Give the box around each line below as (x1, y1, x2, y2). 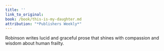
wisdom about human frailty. (5, 40, 64, 46)
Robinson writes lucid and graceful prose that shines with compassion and (5, 35, 159, 41)
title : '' (5, 7, 26, 12)
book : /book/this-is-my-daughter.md (5, 16, 82, 21)
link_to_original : (5, 12, 44, 17)
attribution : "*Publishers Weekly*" (5, 21, 82, 26)
